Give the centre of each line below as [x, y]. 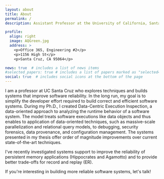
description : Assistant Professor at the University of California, [76, 23]
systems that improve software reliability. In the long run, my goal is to [75, 96]
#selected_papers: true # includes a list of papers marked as [71, 72]
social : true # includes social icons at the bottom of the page [74, 77]
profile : [14, 32]
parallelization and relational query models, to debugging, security [72, 127]
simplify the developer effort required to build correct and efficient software [81, 101]
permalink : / [18, 18]
